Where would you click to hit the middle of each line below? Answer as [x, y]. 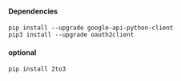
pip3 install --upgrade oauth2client [71, 35]
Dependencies [33, 11]
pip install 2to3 [37, 69]
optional [22, 52]
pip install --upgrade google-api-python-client [91, 28]
